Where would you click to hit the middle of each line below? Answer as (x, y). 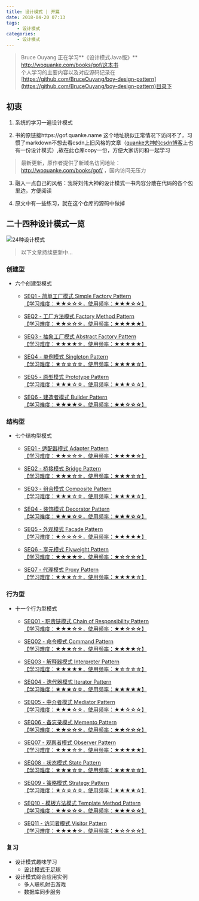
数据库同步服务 (42, 891)
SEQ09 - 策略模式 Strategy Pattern (66, 782)
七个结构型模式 (33, 436)
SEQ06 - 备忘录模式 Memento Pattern (70, 722)
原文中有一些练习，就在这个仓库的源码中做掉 (70, 203)
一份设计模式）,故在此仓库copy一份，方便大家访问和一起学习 (95, 150)
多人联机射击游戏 (45, 884)
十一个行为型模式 (36, 608)
